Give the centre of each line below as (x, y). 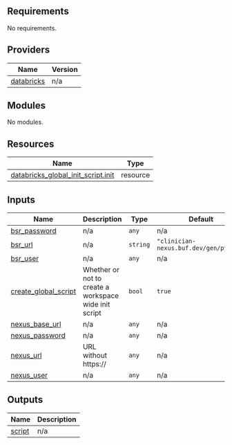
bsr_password (33, 231)
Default (201, 219)
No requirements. (32, 28)
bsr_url (22, 245)
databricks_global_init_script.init (62, 175)
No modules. (25, 122)
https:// (95, 364)
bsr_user (25, 259)
